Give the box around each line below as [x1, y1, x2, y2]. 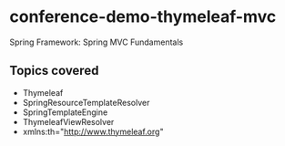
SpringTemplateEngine [22, 107, 108, 118]
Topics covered [9, 63, 99, 78]
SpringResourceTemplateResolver [22, 97, 150, 108]
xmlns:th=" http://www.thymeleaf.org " [22, 126, 164, 137]
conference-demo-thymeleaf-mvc [9, 6, 277, 27]
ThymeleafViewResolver [22, 116, 115, 127]
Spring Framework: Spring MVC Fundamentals [9, 36, 184, 47]
